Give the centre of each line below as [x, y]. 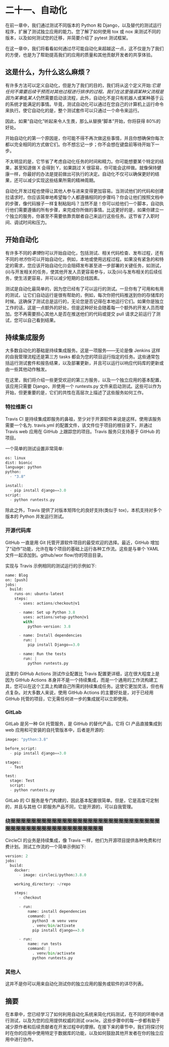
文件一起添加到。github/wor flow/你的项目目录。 [55, 555]
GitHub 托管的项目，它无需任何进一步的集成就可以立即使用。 [68, 699]
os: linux [16, 458]
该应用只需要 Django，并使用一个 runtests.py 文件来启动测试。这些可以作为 [83, 386]
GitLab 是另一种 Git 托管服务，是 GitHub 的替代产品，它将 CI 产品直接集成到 [84, 724]
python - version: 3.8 [49, 626]
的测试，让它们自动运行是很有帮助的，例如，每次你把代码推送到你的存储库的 [84, 295]
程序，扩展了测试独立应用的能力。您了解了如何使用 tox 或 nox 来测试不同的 [83, 31]
